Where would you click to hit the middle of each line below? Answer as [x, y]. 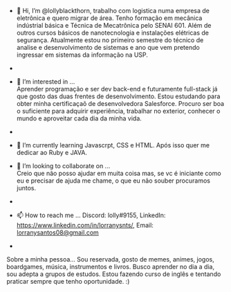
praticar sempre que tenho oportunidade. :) [68, 281]
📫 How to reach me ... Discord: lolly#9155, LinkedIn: [91, 215]
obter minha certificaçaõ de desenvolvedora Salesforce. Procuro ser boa [120, 103]
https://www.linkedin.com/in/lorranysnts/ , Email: [85, 225]
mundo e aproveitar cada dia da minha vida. [79, 118]
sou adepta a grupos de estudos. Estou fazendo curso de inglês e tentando [114, 274]
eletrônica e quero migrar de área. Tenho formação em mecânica [109, 18]
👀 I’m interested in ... [46, 82]
